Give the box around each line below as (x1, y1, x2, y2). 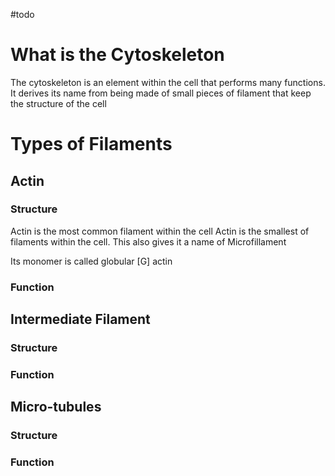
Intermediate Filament (10, 311, 151, 328)
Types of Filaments (10, 133, 173, 156)
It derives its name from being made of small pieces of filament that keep (10, 87, 312, 99)
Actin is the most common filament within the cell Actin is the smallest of (10, 225, 310, 237)
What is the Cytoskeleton (10, 44, 225, 66)
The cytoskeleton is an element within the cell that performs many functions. (10, 76, 326, 88)
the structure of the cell (10, 97, 107, 109)
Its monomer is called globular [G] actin (10, 255, 173, 267)
